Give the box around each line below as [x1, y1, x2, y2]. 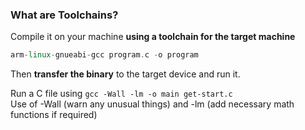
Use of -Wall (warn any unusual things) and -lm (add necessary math [10, 98, 295, 110]
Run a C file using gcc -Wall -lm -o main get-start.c [10, 88, 233, 100]
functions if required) [10, 109, 98, 121]
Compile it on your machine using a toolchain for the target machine [10, 31, 296, 43]
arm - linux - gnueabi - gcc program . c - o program [10, 50, 199, 60]
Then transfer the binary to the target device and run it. [10, 68, 241, 80]
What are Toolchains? [10, 8, 119, 22]
